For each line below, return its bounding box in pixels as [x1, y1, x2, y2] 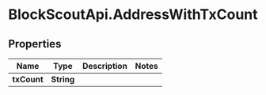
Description [82, 61, 128, 71]
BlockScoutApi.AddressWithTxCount [8, 6, 258, 24]
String [51, 74, 75, 85]
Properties [8, 37, 62, 51]
